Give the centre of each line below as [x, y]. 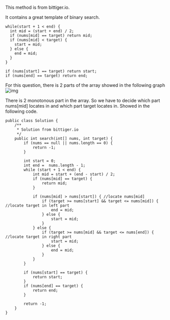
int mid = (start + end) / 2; [42, 31]
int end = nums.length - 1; [55, 165]
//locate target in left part [38, 206]
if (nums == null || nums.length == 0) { [68, 143]
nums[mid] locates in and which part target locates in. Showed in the [78, 106]
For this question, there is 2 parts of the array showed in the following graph [85, 85]
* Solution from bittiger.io [48, 130]
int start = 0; [40, 161]
